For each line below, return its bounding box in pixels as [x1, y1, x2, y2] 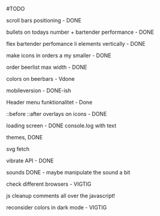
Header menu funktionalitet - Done [6, 99, 93, 106]
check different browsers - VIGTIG [6, 180, 92, 188]
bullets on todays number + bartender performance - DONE [6, 28, 155, 36]
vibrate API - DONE [6, 157, 54, 164]
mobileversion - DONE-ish [6, 87, 71, 94]
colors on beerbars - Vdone [6, 75, 75, 82]
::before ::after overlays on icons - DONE [6, 110, 107, 117]
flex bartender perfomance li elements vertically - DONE [6, 40, 146, 47]
